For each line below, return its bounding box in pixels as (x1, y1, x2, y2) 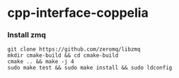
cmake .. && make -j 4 (7, 58, 74, 65)
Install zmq (7, 30, 46, 40)
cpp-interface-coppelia (7, 5, 149, 21)
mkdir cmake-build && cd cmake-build (7, 52, 119, 59)
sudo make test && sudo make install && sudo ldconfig (7, 65, 173, 72)
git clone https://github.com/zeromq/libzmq (7, 46, 141, 53)
